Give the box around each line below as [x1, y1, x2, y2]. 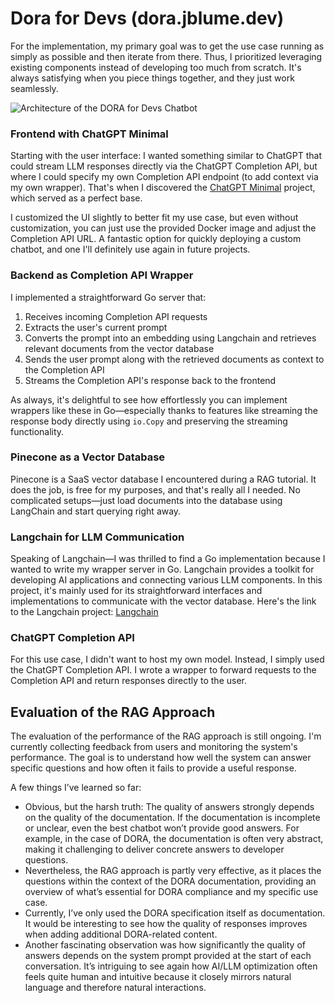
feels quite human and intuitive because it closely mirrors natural [24, 971, 292, 983]
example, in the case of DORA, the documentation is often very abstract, [24, 833, 324, 845]
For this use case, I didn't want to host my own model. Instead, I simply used [10, 653, 325, 666]
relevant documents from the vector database [24, 342, 215, 354]
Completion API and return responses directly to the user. [10, 675, 247, 687]
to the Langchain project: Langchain [10, 606, 159, 618]
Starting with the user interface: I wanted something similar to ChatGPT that [10, 150, 323, 162]
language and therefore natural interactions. [24, 982, 207, 994]
